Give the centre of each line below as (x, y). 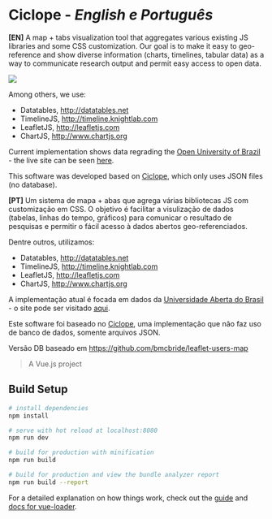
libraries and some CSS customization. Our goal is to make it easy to (123, 45)
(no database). (33, 184)
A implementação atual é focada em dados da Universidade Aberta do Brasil (136, 299)
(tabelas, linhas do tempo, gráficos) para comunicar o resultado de (120, 218)
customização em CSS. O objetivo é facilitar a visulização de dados (121, 209)
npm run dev (28, 438)
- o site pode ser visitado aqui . (60, 308)
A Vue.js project (55, 364)
